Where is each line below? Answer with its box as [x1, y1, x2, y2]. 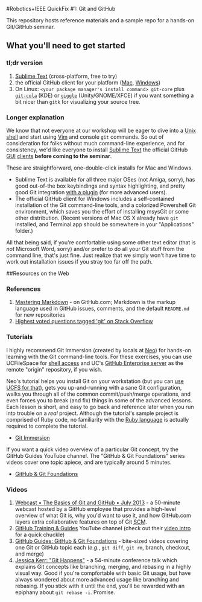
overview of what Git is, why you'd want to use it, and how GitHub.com [14, 512, 191, 519]
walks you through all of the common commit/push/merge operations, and [6, 390, 191, 398]
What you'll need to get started [6, 40, 125, 51]
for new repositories [14, 311, 65, 318]
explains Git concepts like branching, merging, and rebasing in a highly [14, 563, 191, 570]
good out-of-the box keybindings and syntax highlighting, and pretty [14, 182, 186, 189]
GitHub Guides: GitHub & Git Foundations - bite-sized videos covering [14, 537, 189, 545]
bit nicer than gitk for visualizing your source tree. [14, 98, 140, 105]
